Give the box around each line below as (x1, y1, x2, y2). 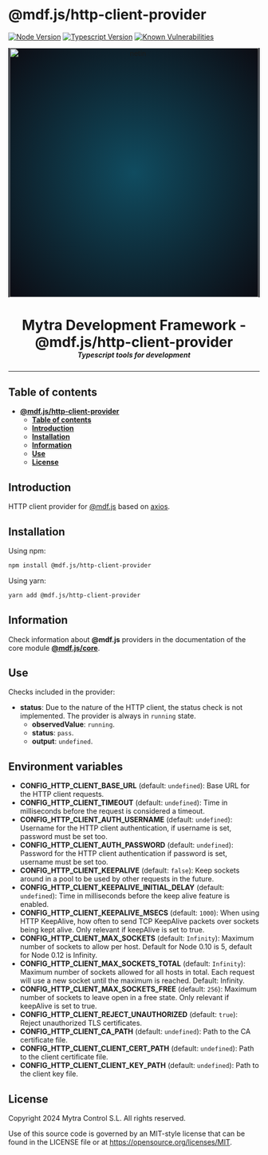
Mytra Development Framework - (22, 317, 246, 334)
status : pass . (31, 728, 74, 738)
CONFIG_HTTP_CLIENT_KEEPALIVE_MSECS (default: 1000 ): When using (19, 908, 260, 918)
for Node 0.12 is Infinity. (19, 951, 98, 960)
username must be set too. (19, 857, 109, 867)
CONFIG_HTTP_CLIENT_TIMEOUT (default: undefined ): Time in (19, 798, 228, 807)
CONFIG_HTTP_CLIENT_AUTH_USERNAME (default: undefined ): (19, 815, 233, 825)
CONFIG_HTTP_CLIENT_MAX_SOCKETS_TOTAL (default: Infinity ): (19, 959, 246, 968)
